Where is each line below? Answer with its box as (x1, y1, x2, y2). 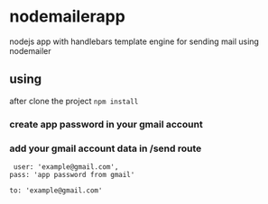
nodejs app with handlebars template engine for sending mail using (9, 36, 260, 47)
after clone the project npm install (9, 95, 139, 106)
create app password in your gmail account (9, 118, 203, 130)
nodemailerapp (9, 6, 126, 27)
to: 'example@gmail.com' (9, 186, 103, 195)
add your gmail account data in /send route (9, 142, 202, 155)
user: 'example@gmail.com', (13, 162, 119, 172)
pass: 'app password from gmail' (9, 170, 135, 179)
